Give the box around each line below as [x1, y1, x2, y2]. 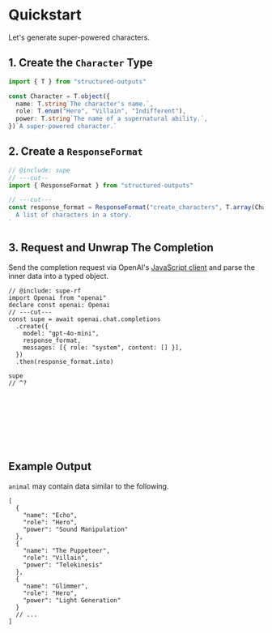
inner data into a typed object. [8, 271, 109, 280]
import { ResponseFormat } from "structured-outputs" [8, 181, 194, 190]
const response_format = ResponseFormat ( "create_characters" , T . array [8, 203, 252, 212]
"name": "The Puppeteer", [23, 546, 111, 554]
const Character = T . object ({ [8, 92, 111, 101]
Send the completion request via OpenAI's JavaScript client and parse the [8, 262, 255, 272]
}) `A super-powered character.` [8, 122, 117, 130]
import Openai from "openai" [8, 293, 107, 302]
